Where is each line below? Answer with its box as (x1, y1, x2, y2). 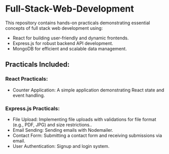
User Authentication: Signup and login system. (12, 143, 110, 149)
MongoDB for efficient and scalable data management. (12, 45, 127, 52)
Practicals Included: (5, 60, 70, 69)
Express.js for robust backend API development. (12, 40, 113, 46)
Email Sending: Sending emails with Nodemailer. (12, 127, 113, 133)
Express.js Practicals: (5, 105, 60, 112)
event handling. (12, 92, 45, 98)
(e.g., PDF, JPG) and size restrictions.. (12, 122, 92, 128)
